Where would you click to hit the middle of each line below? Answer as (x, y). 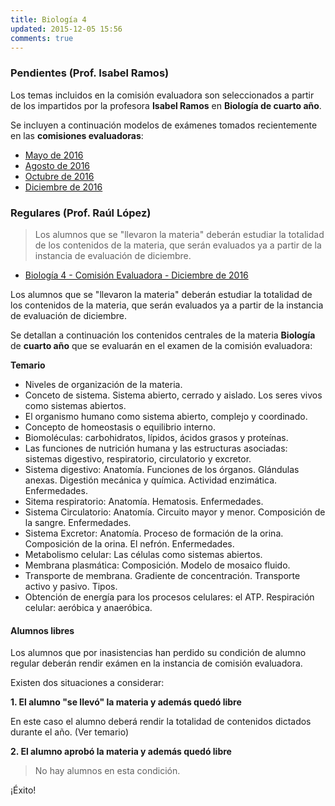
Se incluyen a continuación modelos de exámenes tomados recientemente (164, 125)
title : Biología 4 (48, 19)
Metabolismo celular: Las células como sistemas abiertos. (143, 554)
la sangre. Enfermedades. (78, 522)
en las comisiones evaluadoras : (77, 135)
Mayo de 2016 (54, 155)
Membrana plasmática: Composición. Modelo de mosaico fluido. (157, 565)
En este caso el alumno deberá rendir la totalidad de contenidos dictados (161, 722)
